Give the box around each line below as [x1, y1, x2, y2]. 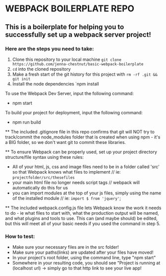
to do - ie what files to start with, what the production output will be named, [5, 210, 159, 216]
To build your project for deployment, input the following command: [5, 109, 143, 115]
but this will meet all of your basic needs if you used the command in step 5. [5, 221, 161, 227]
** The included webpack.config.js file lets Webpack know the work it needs [5, 205, 162, 211]
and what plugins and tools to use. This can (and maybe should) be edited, [5, 215, 158, 221]
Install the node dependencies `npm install [12, 81, 99, 87]
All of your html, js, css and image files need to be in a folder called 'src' [12, 164, 160, 170]
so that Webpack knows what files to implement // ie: [12, 169, 121, 175]
